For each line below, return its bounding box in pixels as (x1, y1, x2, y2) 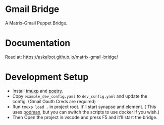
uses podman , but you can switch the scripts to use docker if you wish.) (12, 109, 160, 115)
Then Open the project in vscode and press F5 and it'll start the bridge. (12, 114, 158, 120)
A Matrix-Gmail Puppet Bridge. (5, 20, 68, 26)
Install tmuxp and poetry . (12, 88, 63, 94)
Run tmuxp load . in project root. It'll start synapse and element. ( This (12, 104, 156, 110)
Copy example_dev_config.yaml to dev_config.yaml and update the (12, 93, 148, 99)
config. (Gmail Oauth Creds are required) (12, 98, 96, 104)
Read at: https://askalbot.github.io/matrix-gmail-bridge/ (5, 54, 118, 60)
